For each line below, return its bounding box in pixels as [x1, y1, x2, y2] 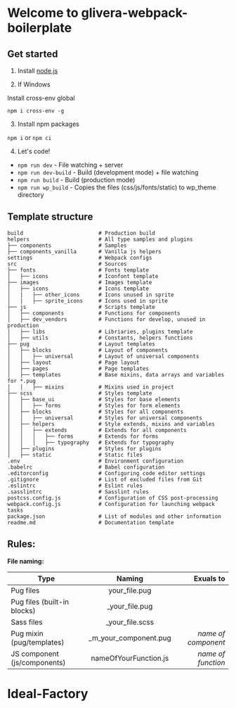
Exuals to [193, 574, 225, 583]
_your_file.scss [105, 617, 155, 627]
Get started [7, 48, 58, 60]
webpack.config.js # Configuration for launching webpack [7, 500, 216, 507]
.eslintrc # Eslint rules [7, 482, 143, 489]
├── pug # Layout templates [7, 340, 156, 348]
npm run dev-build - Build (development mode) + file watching [17, 168, 199, 177]
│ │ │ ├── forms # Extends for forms [7, 433, 159, 440]
